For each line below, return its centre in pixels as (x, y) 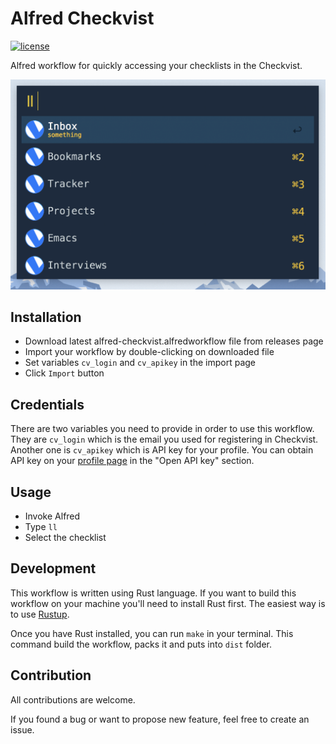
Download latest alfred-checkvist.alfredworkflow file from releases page (174, 341)
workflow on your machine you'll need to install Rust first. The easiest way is (168, 603)
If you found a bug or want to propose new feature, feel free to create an (160, 719)
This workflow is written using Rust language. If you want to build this (153, 593)
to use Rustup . (40, 614)
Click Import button (64, 373)
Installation (46, 317)
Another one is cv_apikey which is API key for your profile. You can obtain (162, 450)
